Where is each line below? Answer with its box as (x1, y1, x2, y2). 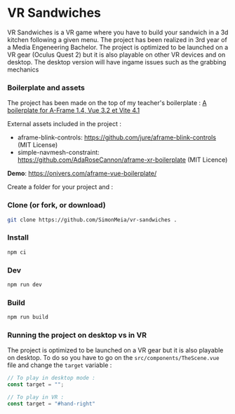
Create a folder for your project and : (7, 183, 114, 191)
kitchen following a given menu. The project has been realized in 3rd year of (7, 35, 228, 43)
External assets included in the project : (7, 120, 121, 128)
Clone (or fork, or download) (7, 200, 107, 210)
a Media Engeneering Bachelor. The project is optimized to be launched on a (7, 43, 229, 51)
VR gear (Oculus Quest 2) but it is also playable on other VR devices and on (7, 50, 226, 59)
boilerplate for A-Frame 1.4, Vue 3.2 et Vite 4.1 (7, 106, 140, 115)
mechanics (7, 65, 39, 74)
